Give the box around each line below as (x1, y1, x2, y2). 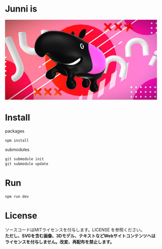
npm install (5, 138, 29, 143)
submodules (5, 147, 30, 153)
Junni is (5, 3, 38, 15)
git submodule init (5, 156, 44, 162)
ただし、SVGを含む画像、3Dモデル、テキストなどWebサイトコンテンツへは (5, 233, 156, 239)
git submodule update (5, 161, 49, 167)
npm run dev (5, 194, 29, 199)
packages (5, 128, 25, 134)
